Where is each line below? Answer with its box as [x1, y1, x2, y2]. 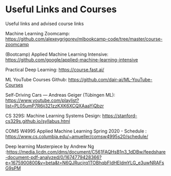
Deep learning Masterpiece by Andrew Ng [5, 143, 94, 149]
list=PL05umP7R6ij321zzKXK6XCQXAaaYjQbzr [5, 102, 104, 108]
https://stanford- [102, 113, 137, 119]
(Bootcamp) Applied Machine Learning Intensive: [5, 51, 109, 57]
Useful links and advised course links [5, 20, 84, 27]
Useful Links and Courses [5, 4, 117, 15]
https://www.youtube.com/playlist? [5, 97, 79, 103]
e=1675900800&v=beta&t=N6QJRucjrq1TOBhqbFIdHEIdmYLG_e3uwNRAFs [5, 160, 164, 166]
